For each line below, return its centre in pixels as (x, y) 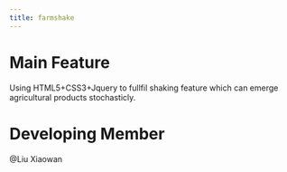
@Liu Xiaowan (36, 158)
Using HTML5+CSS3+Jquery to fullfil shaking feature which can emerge (144, 88)
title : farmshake (42, 18)
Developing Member (87, 134)
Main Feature (60, 62)
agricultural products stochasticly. (73, 97)
